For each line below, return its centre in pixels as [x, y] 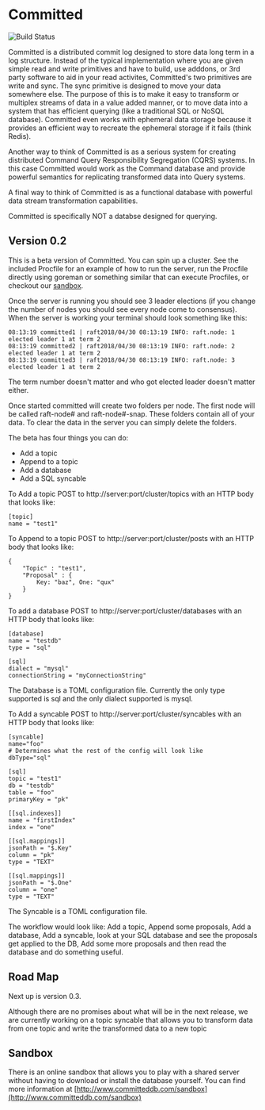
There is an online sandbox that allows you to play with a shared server [124, 1072]
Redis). [20, 136]
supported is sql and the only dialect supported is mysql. [101, 698]
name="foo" [26, 743]
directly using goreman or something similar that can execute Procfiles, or [129, 277]
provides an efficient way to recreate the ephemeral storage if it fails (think [130, 128]
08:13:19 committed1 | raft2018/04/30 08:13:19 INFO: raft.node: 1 [122, 332]
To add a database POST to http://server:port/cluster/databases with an [125, 611]
